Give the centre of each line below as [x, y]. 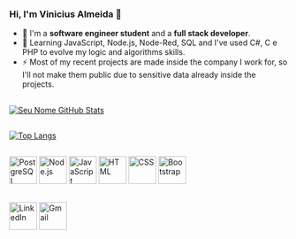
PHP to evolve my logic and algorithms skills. [103, 52]
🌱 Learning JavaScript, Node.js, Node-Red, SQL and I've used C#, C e [149, 42]
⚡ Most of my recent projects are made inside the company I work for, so [155, 62]
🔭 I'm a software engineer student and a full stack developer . [136, 34]
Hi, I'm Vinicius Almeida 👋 [65, 14]
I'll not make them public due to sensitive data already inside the [139, 75]
